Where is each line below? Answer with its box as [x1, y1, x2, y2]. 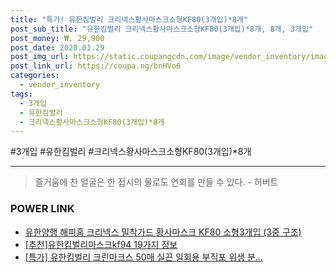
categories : [10, 71, 60, 81]
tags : [10, 89, 33, 99]
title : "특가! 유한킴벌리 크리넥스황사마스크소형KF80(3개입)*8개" [10, 14, 249, 25]
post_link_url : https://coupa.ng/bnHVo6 [10, 61, 182, 71]
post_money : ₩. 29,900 [10, 33, 105, 43]
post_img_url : [10, 52, 70, 62]
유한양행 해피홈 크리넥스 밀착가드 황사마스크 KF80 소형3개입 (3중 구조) [24, 226, 302, 238]
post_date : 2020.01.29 [10, 42, 105, 53]
